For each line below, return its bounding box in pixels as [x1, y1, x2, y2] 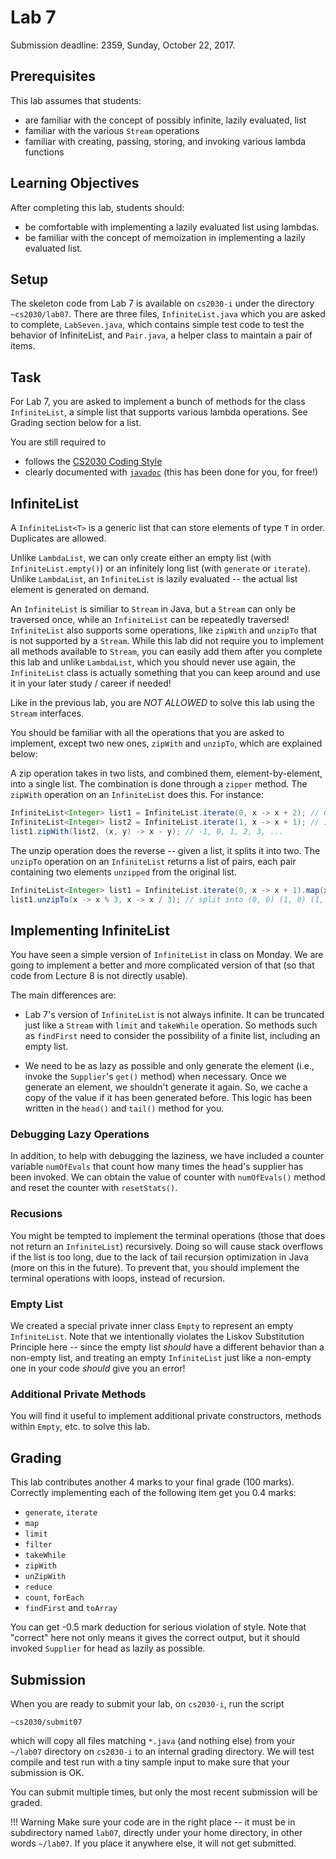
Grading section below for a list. [10, 417, 142, 429]
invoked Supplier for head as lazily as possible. [10, 1642, 206, 1655]
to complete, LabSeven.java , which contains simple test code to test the [10, 319, 305, 331]
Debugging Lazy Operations [10, 1127, 150, 1141]
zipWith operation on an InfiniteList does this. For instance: [10, 789, 264, 800]
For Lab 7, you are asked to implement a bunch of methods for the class [10, 396, 306, 408]
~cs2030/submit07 [10, 1717, 83, 1727]
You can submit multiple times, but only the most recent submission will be [10, 1786, 318, 1798]
